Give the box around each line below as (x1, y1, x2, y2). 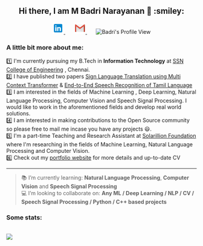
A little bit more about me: (6, 43, 84, 51)
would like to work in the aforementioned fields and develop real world (6, 103, 182, 111)
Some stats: (6, 213, 42, 222)
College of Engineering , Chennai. (6, 66, 91, 73)
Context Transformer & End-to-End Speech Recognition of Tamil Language (6, 82, 193, 89)
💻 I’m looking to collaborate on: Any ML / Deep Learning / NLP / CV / (21, 190, 195, 197)
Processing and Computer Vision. (6, 147, 90, 155)
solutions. (6, 110, 31, 117)
